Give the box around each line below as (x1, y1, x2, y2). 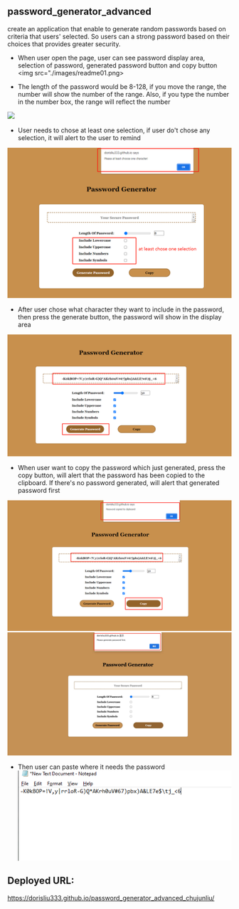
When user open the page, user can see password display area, (17, 53, 206, 62)
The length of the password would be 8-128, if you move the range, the (17, 82, 227, 91)
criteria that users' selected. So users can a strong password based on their (7, 32, 230, 41)
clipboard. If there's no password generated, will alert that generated (17, 479, 220, 487)
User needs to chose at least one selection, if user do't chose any (17, 126, 211, 134)
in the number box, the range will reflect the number (17, 97, 171, 106)
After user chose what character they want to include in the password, (17, 305, 224, 314)
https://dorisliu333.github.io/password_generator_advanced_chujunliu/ (7, 893, 215, 902)
